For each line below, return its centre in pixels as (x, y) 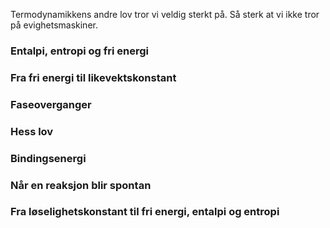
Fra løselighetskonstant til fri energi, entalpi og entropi (145, 212)
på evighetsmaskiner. (54, 25)
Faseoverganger (51, 104)
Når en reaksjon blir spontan (81, 185)
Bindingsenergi (48, 158)
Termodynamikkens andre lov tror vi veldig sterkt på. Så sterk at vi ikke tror (165, 14)
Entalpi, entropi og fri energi (80, 51)
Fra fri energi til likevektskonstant (93, 77)
